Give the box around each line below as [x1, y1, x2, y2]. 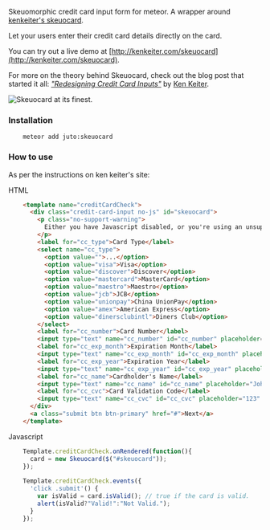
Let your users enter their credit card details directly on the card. [8, 31, 223, 40]
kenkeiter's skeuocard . [8, 15, 84, 25]
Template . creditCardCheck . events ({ [22, 477, 142, 485]
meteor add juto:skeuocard [22, 132, 113, 141]
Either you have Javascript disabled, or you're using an [43, 223, 243, 231]
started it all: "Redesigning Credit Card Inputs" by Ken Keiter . [8, 79, 210, 88]
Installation [8, 114, 54, 125]
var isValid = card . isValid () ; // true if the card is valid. [37, 492, 250, 500]
